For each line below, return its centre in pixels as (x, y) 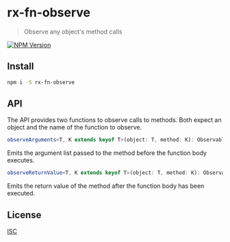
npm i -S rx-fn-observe (41, 82)
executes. (21, 160)
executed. (21, 193)
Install (21, 66)
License (24, 215)
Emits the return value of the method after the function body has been (106, 186)
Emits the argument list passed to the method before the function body (107, 153)
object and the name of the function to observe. (75, 128)
